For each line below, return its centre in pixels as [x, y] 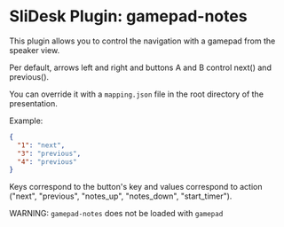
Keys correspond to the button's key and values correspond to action [136, 187]
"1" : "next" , [41, 145]
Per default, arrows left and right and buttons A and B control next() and [141, 67]
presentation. [33, 103]
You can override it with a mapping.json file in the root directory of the [137, 94]
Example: [26, 121]
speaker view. [35, 50]
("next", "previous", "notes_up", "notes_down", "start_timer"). [121, 196]
